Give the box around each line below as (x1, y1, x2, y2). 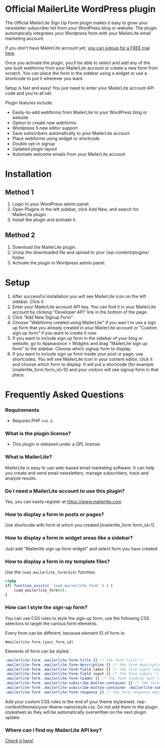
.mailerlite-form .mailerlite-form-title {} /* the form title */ (5, 657, 144, 663)
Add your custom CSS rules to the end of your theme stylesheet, (5, 698, 136, 705)
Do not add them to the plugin (97, 704, 158, 710)
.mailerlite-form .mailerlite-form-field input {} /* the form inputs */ (5, 671, 160, 677)
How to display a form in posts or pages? (5, 511, 105, 518)
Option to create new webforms (12, 120, 77, 126)
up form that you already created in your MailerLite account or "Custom (12, 325, 157, 330)
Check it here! (5, 738, 33, 744)
